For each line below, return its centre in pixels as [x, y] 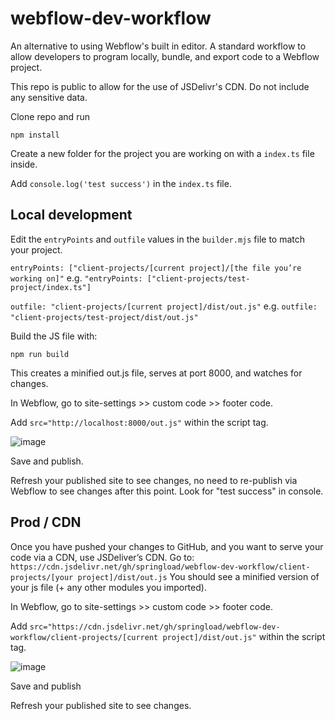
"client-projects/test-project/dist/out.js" [104, 317]
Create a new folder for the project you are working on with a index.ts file [162, 153]
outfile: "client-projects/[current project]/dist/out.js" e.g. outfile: [164, 306]
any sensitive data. [49, 97]
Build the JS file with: [54, 336]
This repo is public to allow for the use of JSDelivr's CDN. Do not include [160, 86]
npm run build [40, 354]
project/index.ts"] [51, 287]
